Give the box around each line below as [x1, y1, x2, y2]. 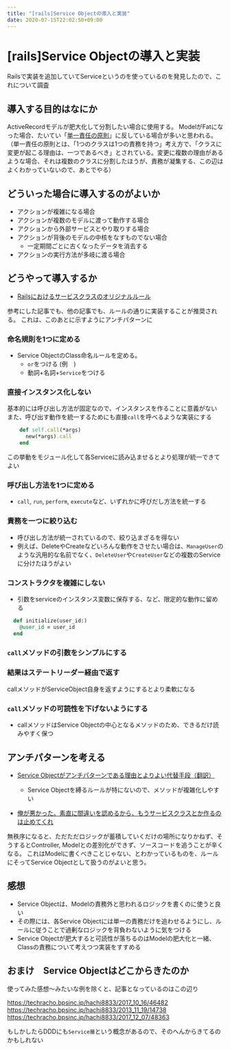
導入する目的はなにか [7, 103, 97, 114]
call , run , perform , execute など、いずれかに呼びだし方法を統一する [16, 497, 207, 506]
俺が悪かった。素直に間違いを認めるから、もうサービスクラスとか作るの [16, 809, 222, 817]
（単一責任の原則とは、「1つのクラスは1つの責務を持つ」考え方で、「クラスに [7, 140, 222, 148]
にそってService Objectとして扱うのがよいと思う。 [7, 858, 150, 866]
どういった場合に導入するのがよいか [7, 187, 160, 200]
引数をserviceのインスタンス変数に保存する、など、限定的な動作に [16, 595, 206, 603]
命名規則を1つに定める [7, 334, 81, 344]
